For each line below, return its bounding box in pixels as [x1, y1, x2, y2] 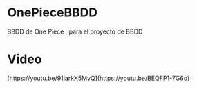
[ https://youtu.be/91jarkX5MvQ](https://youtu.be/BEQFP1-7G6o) [7, 74, 190, 82]
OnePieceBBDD [7, 5, 98, 21]
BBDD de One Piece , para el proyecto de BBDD [7, 27, 143, 36]
